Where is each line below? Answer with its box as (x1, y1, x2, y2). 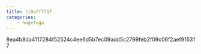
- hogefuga (17, 20, 44, 26)
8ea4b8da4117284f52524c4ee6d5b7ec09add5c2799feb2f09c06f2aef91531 (6, 36, 196, 43)
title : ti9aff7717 (6, 8, 52, 15)
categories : (6, 14, 36, 20)
